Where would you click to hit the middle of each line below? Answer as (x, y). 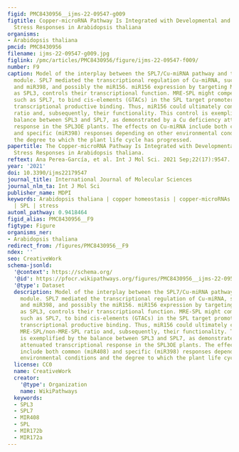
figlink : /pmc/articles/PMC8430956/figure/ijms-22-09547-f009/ (103, 61)
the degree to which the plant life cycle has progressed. (103, 140)
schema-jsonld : (30, 266)
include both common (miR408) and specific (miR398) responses (116, 352)
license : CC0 (33, 365)
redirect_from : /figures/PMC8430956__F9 (68, 246)
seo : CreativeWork (34, 259)
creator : (27, 378)
